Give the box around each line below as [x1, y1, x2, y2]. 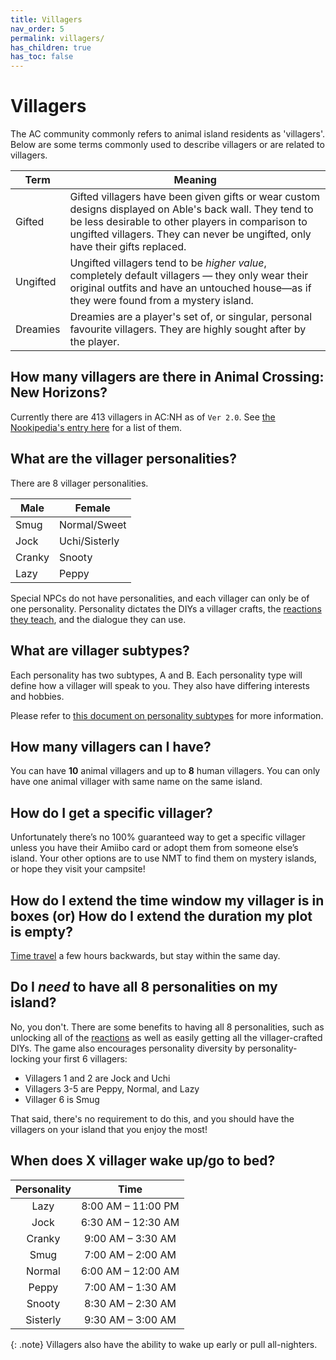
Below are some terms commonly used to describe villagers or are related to [10, 139, 325, 151]
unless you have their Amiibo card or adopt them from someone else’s [10, 842, 299, 854]
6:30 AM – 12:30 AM [80, 1215, 180, 1229]
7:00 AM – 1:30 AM [84, 1280, 177, 1294]
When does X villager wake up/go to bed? [10, 1152, 276, 1170]
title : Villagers [10, 14, 83, 25]
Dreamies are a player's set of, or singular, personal [69, 310, 313, 324]
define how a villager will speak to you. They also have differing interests [10, 679, 310, 691]
